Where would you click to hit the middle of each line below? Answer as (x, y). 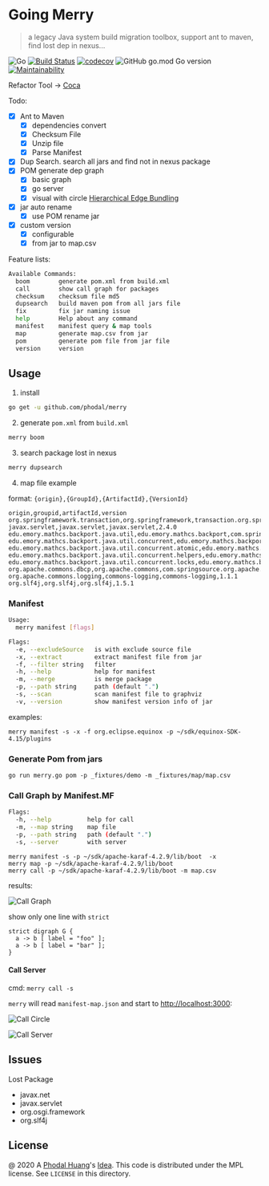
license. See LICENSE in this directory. (69, 1173)
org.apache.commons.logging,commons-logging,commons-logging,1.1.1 (123, 576)
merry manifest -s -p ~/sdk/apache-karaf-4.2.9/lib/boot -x (112, 856)
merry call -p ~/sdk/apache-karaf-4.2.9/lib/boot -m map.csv (112, 871)
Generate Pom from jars (56, 758)
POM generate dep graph (62, 171)
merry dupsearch (35, 468)
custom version (45, 225)
